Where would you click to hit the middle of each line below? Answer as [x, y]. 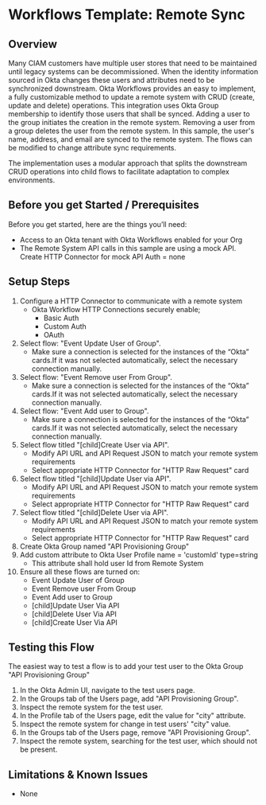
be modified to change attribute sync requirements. [93, 148]
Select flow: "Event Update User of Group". [90, 343]
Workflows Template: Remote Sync [127, 15]
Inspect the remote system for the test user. [91, 707]
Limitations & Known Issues [78, 774]
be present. [39, 749]
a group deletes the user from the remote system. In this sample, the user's [131, 131]
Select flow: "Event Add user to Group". [84, 411]
